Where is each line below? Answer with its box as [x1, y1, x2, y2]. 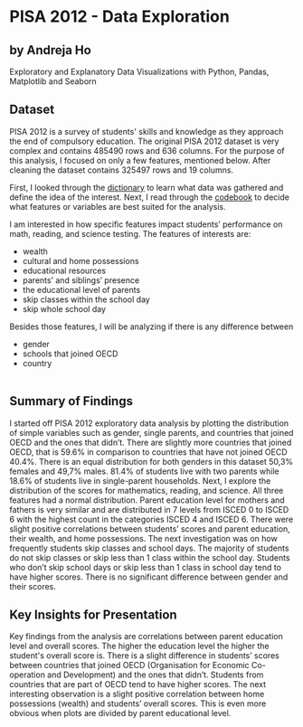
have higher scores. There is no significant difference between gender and [9, 571, 289, 582]
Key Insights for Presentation [9, 608, 178, 623]
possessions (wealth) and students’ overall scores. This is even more [9, 698, 267, 709]
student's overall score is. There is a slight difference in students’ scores [9, 650, 280, 661]
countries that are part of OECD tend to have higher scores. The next [9, 679, 267, 690]
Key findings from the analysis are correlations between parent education [9, 631, 283, 642]
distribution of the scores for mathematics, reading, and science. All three [9, 485, 284, 496]
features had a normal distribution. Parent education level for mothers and [9, 495, 285, 505]
